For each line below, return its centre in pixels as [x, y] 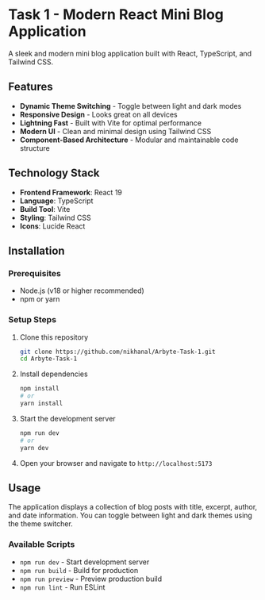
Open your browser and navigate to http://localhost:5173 [116, 463]
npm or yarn [40, 299]
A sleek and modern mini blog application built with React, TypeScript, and [130, 53]
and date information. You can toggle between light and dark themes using [130, 515]
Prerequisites [35, 273]
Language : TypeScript [56, 201]
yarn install [41, 404]
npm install [39, 389]
